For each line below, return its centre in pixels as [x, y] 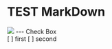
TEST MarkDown [56, 12]
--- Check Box [36, 31]
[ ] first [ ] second [32, 39]
